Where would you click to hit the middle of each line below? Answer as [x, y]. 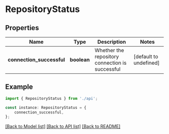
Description [112, 42]
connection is [111, 63]
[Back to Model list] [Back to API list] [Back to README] [63, 126]
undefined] [147, 63]
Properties [22, 28]
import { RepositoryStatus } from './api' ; [52, 98]
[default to [146, 56]
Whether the [109, 50]
